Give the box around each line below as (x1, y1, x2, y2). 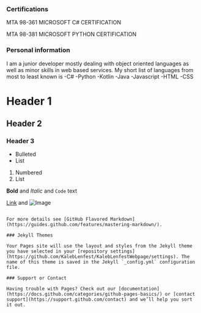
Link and (6, 199, 28, 207)
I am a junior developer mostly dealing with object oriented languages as (6, 60, 189, 67)
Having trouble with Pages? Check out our (6, 286, 116, 292)
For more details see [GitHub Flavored (6, 216, 108, 223)
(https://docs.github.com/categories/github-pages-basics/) (6, 291, 163, 298)
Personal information (6, 46, 70, 54)
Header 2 (6, 119, 43, 129)
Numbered (15, 169, 43, 176)
